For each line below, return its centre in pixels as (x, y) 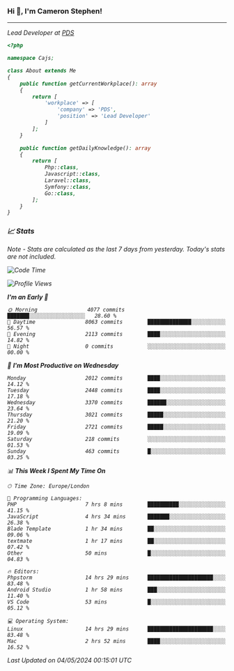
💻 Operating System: (38, 621)
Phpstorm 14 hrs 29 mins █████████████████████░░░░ (117, 578)
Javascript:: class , (72, 174)
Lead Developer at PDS (41, 33)
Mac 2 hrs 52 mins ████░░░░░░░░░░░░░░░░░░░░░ (117, 641)
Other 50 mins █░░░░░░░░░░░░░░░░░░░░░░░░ (117, 553)
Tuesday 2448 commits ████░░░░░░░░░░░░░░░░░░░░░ (117, 390)
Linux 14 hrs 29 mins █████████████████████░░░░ (117, 629)
